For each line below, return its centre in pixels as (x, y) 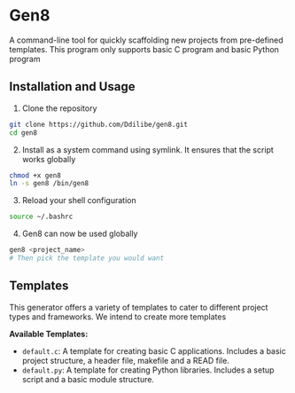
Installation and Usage (72, 86)
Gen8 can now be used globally (80, 234)
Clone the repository (59, 108)
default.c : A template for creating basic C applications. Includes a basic (154, 350)
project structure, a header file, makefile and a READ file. (126, 360)
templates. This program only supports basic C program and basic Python (144, 49)
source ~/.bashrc (41, 217)
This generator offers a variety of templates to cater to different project (139, 307)
